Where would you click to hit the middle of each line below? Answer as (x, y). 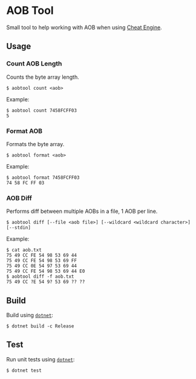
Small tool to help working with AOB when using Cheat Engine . (84, 27)
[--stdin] (19, 228)
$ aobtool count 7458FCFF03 (42, 110)
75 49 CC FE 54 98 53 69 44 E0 (46, 271)
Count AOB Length (34, 64)
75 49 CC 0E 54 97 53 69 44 (42, 266)
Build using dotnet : (30, 315)
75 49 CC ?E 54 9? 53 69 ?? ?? (46, 282)
